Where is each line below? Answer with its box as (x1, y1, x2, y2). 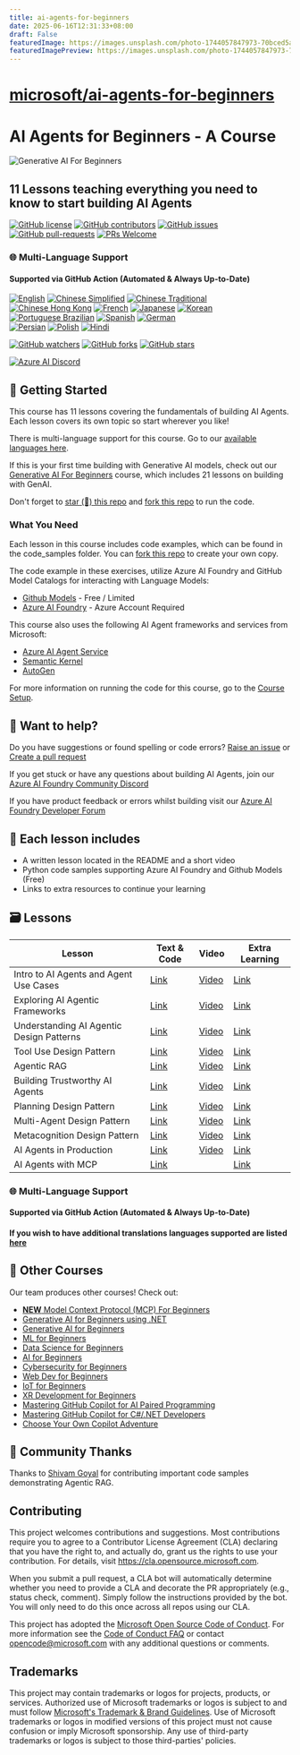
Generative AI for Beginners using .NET (21, 1314, 167, 1324)
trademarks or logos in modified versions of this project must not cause (9, 1716, 272, 1727)
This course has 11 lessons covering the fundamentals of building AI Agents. (9, 407, 289, 416)
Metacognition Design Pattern (13, 1129, 139, 1142)
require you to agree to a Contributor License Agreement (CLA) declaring (9, 1537, 279, 1547)
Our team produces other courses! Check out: (9, 1287, 179, 1297)
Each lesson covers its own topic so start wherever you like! (9, 415, 229, 426)
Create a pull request (9, 751, 87, 762)
